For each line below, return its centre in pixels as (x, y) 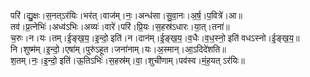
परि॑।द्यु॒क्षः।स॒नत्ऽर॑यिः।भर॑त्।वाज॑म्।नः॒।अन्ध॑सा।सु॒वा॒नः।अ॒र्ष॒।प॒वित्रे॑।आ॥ (126, 15)
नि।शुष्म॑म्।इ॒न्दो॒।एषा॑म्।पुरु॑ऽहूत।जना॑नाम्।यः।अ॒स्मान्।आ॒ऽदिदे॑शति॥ (118, 49)
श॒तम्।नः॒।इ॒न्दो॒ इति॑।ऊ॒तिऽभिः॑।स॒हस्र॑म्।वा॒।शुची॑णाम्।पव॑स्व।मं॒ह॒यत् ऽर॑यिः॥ (127, 60)
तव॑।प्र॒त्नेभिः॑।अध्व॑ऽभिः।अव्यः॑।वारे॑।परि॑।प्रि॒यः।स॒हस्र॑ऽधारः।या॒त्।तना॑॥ (120, 26)
